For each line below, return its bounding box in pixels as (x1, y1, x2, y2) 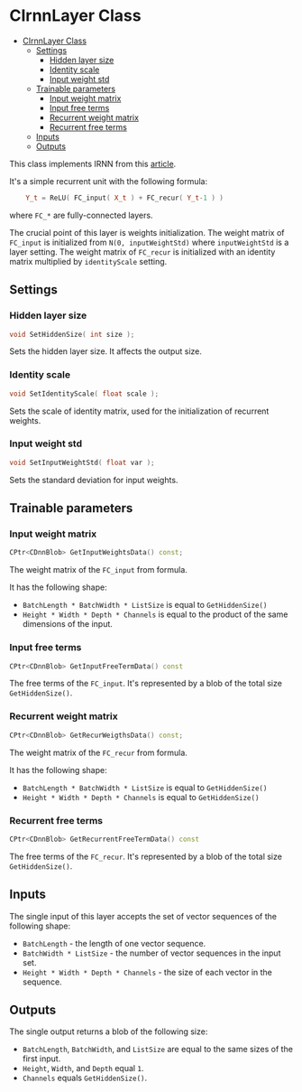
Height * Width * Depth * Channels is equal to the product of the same (22, 609, 288, 620)
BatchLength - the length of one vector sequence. (22, 938, 206, 948)
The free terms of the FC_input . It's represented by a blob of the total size (9, 678, 282, 689)
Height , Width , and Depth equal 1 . (22, 1063, 144, 1074)
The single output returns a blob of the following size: (9, 1026, 208, 1037)
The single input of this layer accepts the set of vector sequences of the (9, 910, 278, 921)
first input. (22, 1053, 61, 1064)
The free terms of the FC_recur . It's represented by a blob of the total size (9, 851, 282, 862)
